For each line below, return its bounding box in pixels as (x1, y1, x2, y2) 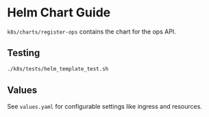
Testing (7, 47, 40, 59)
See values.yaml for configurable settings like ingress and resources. (7, 103, 202, 111)
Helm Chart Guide (7, 5, 111, 21)
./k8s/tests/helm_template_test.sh (7, 65, 109, 73)
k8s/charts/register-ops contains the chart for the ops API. (7, 27, 176, 36)
